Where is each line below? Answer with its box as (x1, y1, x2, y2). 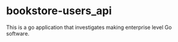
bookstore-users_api (6, 4, 112, 18)
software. (6, 30, 30, 37)
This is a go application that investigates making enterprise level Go (6, 24, 172, 31)
